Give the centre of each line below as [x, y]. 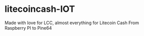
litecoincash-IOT [40, 9]
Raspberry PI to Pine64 [28, 28]
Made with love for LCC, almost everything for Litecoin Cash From [72, 23]
